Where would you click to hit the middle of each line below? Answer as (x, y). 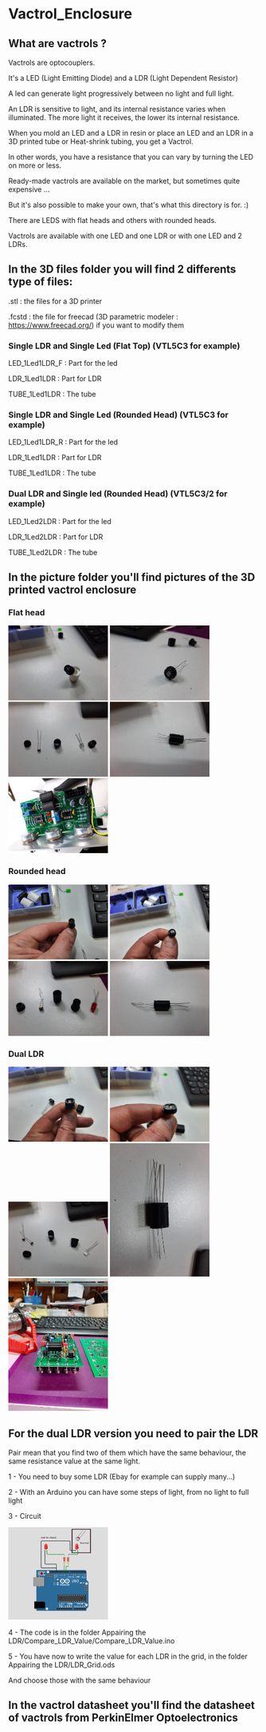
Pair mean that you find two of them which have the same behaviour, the (127, 1453)
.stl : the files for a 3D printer (55, 301)
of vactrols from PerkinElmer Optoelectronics (123, 1718)
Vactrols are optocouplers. (52, 62)
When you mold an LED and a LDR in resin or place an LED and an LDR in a (131, 133)
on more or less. (35, 165)
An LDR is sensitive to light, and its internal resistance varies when (117, 109)
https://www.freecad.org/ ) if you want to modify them (96, 325)
